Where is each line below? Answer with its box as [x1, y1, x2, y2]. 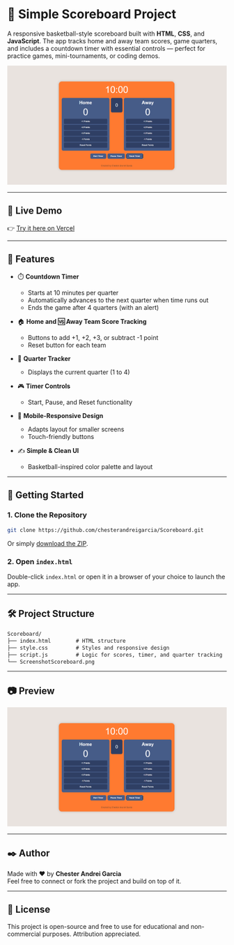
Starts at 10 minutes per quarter [27, 288, 119, 297]
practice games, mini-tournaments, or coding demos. [7, 52, 160, 60]
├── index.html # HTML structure [7, 638, 127, 645]
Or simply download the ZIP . [7, 540, 88, 548]
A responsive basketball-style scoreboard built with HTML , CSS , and [7, 29, 205, 38]
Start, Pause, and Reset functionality [27, 398, 133, 406]
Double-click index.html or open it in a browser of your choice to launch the [7, 572, 226, 581]
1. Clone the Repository [7, 509, 87, 519]
